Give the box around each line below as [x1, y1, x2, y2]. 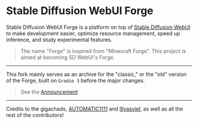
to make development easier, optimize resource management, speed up [6, 29, 181, 36]
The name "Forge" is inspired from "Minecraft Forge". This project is [20, 47, 186, 54]
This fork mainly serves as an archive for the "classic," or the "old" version [6, 71, 187, 78]
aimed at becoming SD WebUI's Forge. [20, 54, 115, 61]
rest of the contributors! [6, 111, 64, 118]
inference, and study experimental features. [6, 36, 113, 43]
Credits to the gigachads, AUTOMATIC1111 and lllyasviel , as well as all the [6, 105, 184, 112]
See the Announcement [20, 88, 78, 95]
